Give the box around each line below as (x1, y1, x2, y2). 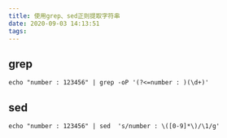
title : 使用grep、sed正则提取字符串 (8, 11, 120, 20)
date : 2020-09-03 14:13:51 (8, 19, 100, 28)
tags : (8, 27, 27, 35)
